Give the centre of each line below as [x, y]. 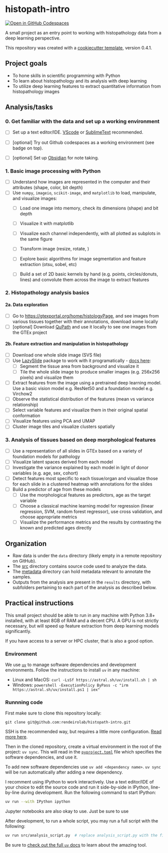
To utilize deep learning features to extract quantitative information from [86, 86]
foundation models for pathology [46, 456]
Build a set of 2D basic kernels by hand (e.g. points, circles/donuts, [89, 274]
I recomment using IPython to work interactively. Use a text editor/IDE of [79, 782]
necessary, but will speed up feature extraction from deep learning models [82, 625]
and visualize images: [35, 198]
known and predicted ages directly [55, 528]
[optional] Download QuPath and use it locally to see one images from [84, 326]
